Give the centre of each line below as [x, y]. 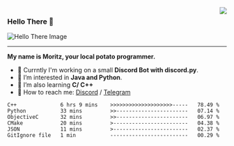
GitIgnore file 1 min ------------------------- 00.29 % [113, 136]
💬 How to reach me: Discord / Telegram [74, 92]
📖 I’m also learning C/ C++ [55, 85]
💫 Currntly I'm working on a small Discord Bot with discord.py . [108, 70]
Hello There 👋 [31, 22]
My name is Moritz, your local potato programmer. [81, 57]
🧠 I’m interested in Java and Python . [70, 78]
